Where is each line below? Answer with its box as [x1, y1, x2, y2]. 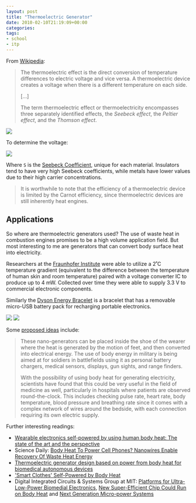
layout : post [6, 8, 38, 15]
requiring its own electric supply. [20, 411, 99, 418]
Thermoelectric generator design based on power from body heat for [14, 459, 182, 466]
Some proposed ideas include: [6, 326, 80, 333]
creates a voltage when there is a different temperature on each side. [20, 81, 188, 88]
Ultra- [171, 478, 185, 485]
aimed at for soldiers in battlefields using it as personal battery [20, 356, 171, 363]
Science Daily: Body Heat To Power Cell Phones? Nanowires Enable [14, 447, 178, 454]
